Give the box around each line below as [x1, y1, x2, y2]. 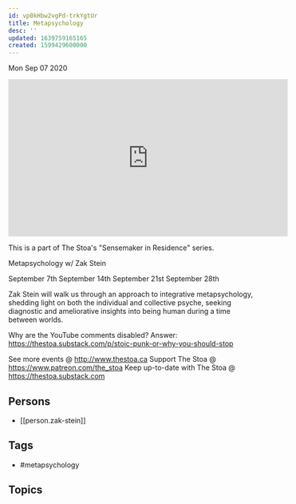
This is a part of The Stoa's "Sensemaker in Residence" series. [8, 243, 215, 252]
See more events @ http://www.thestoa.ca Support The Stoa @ [8, 355, 217, 364]
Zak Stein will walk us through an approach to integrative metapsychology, [8, 289, 254, 300]
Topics [8, 483, 43, 497]
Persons [8, 395, 50, 408]
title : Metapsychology [8, 19, 84, 27]
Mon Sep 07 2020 [8, 63, 68, 73]
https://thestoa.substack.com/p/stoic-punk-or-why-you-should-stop [8, 339, 234, 348]
